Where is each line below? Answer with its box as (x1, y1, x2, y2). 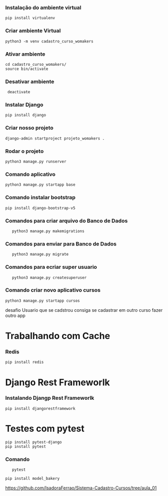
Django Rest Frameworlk (5, 377, 110, 388)
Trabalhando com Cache (5, 330, 110, 342)
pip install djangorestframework (5, 406, 76, 411)
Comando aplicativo (5, 171, 55, 178)
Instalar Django (5, 101, 44, 108)
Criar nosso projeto (5, 125, 54, 132)
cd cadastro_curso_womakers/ (5, 62, 67, 67)
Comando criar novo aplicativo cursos (5, 286, 101, 294)
